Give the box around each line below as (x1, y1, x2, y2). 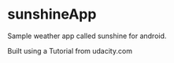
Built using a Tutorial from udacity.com (7, 46, 133, 55)
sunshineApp (7, 5, 97, 23)
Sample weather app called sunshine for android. (7, 31, 167, 40)
